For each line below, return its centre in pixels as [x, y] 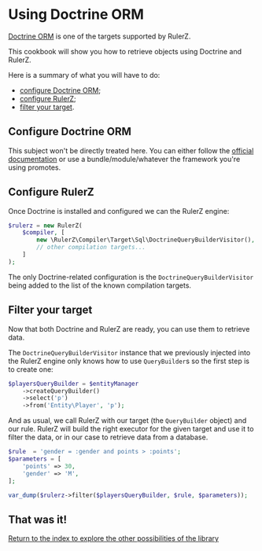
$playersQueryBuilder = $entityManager [74, 384]
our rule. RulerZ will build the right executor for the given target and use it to [131, 429]
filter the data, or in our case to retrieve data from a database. [108, 437]
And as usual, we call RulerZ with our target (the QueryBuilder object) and [127, 421]
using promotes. [35, 167]
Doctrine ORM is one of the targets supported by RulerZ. [100, 36]
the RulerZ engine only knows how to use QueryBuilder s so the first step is [129, 361]
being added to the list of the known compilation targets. [100, 285]
